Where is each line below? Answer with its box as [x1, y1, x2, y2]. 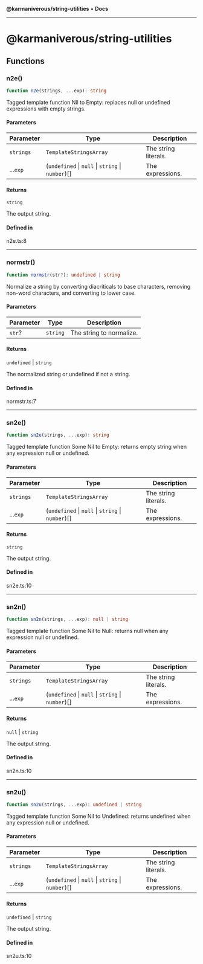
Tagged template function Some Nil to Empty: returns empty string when [6, 443, 187, 451]
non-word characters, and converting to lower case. [6, 289, 136, 297]
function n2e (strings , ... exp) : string [6, 88, 107, 94]
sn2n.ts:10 [6, 767, 32, 774]
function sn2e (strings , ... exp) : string [6, 432, 110, 439]
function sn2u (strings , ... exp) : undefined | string [6, 802, 142, 808]
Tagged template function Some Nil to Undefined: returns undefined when [6, 812, 192, 820]
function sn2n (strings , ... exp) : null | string [6, 616, 129, 623]
